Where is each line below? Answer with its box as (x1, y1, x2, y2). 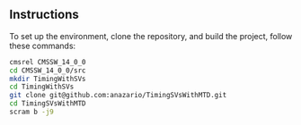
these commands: (9, 40, 76, 51)
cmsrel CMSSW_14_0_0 (9, 57, 87, 66)
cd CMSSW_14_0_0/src (9, 66, 87, 75)
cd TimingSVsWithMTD (9, 99, 87, 108)
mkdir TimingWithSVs (9, 74, 87, 83)
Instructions (9, 7, 79, 22)
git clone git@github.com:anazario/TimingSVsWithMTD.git (9, 91, 227, 100)
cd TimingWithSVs (9, 82, 75, 92)
